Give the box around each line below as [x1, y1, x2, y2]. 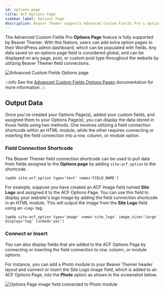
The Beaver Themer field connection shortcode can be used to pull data [5, 156, 150, 162]
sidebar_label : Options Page [5, 16, 64, 21]
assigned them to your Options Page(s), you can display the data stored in [5, 117, 155, 123]
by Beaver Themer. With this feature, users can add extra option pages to [5, 40, 153, 46]
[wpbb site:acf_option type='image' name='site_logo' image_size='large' [5, 215, 159, 219]
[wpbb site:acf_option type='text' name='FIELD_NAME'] [5, 176, 119, 181]
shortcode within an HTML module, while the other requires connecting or [5, 127, 154, 133]
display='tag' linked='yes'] [5, 219, 64, 224]
